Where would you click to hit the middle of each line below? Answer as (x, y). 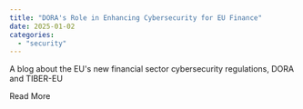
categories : (32, 35)
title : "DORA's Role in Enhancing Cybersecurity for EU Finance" (136, 18)
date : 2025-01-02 (42, 26)
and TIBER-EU (36, 79)
